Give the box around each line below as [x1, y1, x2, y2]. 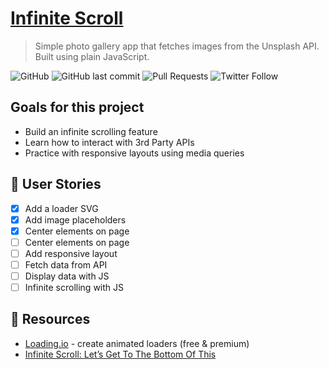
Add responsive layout [24, 247, 118, 259]
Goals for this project [10, 99, 145, 116]
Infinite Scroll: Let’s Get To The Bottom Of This [24, 348, 217, 360]
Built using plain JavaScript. [34, 50, 150, 62]
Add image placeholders [24, 213, 127, 226]
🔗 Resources [10, 311, 91, 328]
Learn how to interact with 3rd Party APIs [24, 136, 195, 148]
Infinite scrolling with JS [24, 282, 124, 293]
